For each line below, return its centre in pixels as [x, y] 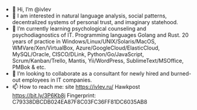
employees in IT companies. [57, 80]
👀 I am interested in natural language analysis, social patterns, [89, 16]
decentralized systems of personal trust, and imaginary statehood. [95, 22]
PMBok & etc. [29, 67]
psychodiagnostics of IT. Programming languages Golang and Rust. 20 [100, 35]
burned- [181, 73]
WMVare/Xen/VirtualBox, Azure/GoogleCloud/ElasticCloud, [86, 48]
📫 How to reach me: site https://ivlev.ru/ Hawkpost [76, 87]
